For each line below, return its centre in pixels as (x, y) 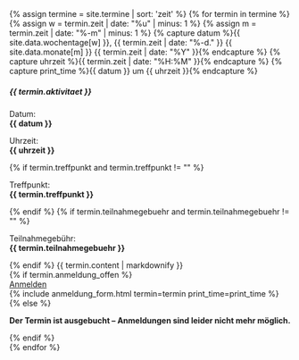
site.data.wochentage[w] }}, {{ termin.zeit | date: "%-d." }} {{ (121, 42)
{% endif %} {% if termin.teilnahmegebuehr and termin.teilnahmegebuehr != (149, 211)
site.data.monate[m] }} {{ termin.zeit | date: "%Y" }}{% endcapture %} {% (145, 52)
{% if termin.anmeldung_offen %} (71, 274)
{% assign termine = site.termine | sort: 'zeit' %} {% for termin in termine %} (149, 14)
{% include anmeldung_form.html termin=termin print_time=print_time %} (144, 293)
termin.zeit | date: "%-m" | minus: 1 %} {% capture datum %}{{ (125, 33)
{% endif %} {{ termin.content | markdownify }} (96, 265)
